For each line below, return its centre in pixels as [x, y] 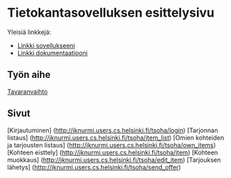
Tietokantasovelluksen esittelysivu [111, 13]
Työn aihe [29, 75]
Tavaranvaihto [27, 91]
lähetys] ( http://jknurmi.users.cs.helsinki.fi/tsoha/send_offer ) [94, 167]
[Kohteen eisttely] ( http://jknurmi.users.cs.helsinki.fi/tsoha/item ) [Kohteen [113, 152]
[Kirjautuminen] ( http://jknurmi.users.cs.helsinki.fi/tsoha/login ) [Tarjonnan [113, 130]
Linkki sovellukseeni [46, 45]
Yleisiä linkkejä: [29, 32]
